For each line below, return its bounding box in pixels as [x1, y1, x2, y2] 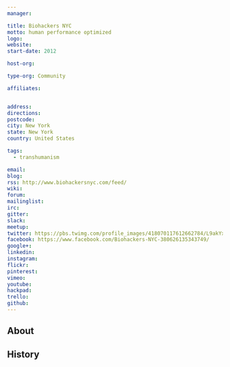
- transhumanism [13, 153, 60, 161]
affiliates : [7, 85, 41, 92]
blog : [7, 173, 23, 179]
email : [7, 166, 26, 173]
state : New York [7, 129, 53, 136]
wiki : [7, 186, 23, 192]
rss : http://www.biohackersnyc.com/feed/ [7, 179, 127, 186]
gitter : [7, 210, 29, 218]
